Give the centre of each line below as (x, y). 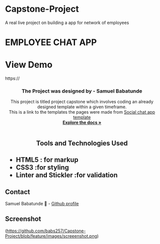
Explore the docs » (82, 122)
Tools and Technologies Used (82, 143)
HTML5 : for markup (47, 160)
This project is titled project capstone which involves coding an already (82, 102)
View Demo (29, 65)
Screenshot (23, 219)
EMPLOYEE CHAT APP (51, 42)
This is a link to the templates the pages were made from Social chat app (82, 112)
